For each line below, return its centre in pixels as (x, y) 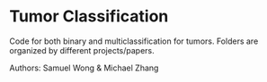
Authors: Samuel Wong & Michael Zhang (84, 68)
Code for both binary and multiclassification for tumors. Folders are (134, 41)
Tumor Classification (89, 16)
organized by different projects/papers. (82, 50)
